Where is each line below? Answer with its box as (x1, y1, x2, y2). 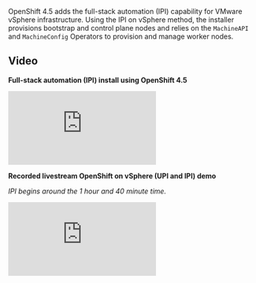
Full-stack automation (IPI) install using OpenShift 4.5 (8, 75, 187, 85)
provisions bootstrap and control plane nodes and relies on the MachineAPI (8, 24, 250, 32)
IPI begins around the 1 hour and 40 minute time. (8, 186, 167, 196)
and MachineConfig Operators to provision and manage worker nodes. (8, 31, 234, 41)
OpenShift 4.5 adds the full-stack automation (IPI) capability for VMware (8, 7, 243, 16)
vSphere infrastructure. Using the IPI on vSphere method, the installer (8, 15, 235, 24)
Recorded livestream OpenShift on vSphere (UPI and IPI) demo (8, 171, 217, 180)
